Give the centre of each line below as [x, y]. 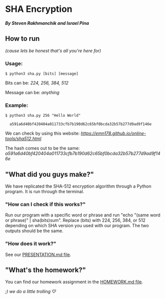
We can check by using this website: [43, 133]
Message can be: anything [32, 92]
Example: [17, 105]
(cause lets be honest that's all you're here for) [53, 50]
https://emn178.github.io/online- [113, 133]
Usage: [14, 63]
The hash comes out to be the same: [43, 148]
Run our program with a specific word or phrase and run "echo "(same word [83, 215]
